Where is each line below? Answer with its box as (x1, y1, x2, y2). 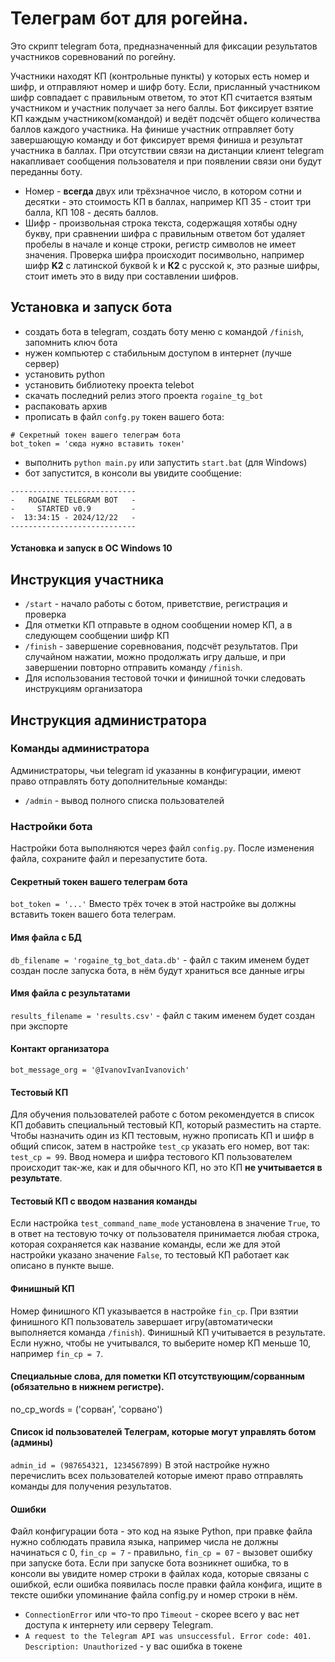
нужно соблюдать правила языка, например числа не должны (10, 1536, 279, 1548)
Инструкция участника (10, 571, 165, 588)
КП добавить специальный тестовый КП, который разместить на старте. (10, 1119, 322, 1131)
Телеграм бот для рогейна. (10, 7, 249, 30)
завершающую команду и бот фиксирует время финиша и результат (10, 133, 303, 146)
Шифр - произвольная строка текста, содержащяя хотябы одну (24, 217, 298, 229)
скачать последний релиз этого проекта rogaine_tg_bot (24, 389, 264, 401)
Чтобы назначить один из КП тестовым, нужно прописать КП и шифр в (10, 1130, 315, 1142)
